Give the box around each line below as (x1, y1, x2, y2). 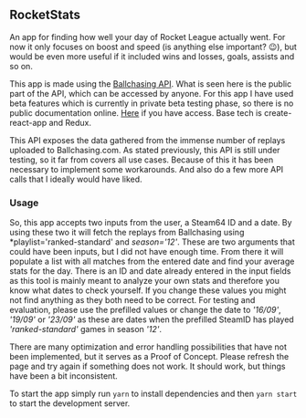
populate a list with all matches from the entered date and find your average (9, 256, 295, 267)
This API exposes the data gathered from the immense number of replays (9, 134, 286, 145)
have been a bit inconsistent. (9, 371, 118, 381)
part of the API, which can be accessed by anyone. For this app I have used (9, 88, 294, 99)
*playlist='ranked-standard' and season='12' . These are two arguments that (9, 236, 295, 247)
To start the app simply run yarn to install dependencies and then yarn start (9, 388, 298, 400)
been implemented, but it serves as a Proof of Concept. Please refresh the (9, 351, 290, 362)
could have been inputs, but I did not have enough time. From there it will (9, 246, 284, 257)
